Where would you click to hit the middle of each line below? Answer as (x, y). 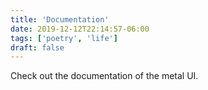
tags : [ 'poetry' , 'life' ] (64, 38)
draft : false (37, 47)
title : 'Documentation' (60, 19)
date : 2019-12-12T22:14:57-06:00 (80, 29)
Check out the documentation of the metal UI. (104, 76)
